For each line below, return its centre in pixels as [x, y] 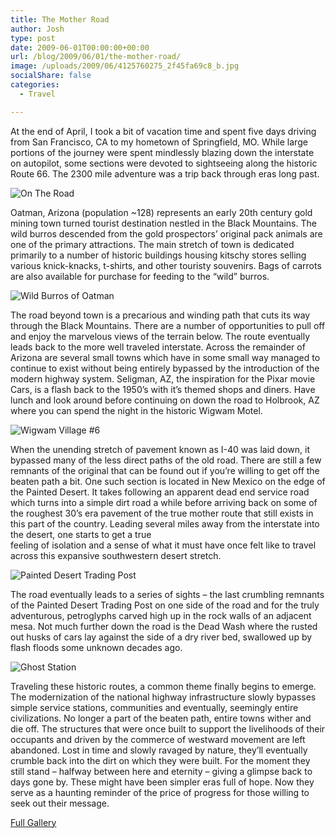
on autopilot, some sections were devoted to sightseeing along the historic [164, 163]
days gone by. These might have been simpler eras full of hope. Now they [162, 782]
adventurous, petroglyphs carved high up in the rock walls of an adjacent [161, 615]
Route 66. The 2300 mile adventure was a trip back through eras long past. [165, 173]
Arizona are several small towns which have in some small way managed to [165, 357]
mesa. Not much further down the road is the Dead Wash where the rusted [164, 626]
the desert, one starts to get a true [81, 534]
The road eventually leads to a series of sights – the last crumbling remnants [167, 594]
